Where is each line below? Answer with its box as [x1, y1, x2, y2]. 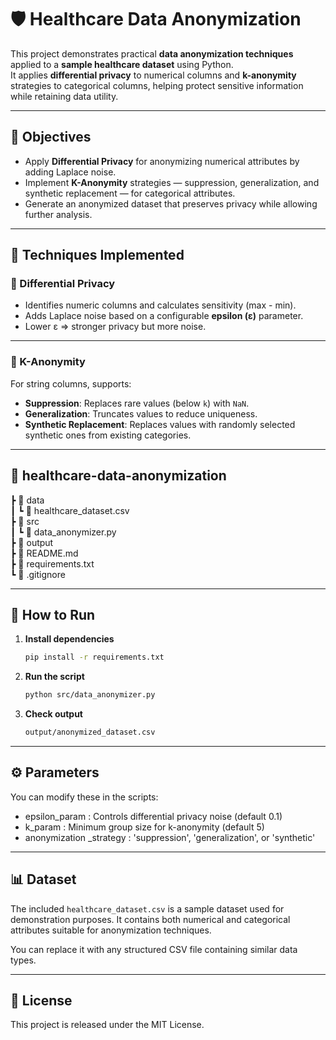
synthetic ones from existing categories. [24, 429, 192, 441]
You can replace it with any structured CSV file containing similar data [10, 943, 298, 955]
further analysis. [24, 208, 93, 220]
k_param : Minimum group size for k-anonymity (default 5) [24, 821, 265, 833]
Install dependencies [24, 633, 115, 645]
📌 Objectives [10, 129, 92, 146]
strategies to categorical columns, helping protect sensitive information [10, 79, 304, 91]
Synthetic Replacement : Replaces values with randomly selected [24, 418, 296, 430]
